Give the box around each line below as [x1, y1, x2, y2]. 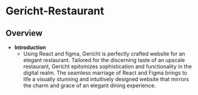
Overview [5, 28, 43, 38]
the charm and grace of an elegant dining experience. [23, 82, 156, 89]
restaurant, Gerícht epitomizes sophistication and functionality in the [23, 63, 192, 70]
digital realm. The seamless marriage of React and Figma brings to [23, 69, 187, 76]
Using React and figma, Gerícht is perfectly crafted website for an [23, 50, 185, 57]
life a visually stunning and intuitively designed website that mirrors [23, 76, 189, 82]
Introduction [14, 44, 46, 51]
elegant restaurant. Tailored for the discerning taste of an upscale [23, 57, 185, 63]
